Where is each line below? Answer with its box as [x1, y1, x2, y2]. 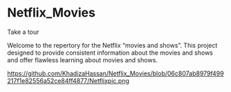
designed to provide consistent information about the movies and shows [7, 48, 213, 57]
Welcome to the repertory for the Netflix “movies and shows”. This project [7, 41, 218, 49]
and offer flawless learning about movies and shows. [7, 55, 158, 64]
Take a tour [7, 28, 39, 36]
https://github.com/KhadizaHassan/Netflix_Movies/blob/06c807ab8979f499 [7, 69, 224, 77]
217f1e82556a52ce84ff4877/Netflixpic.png [7, 76, 130, 84]
